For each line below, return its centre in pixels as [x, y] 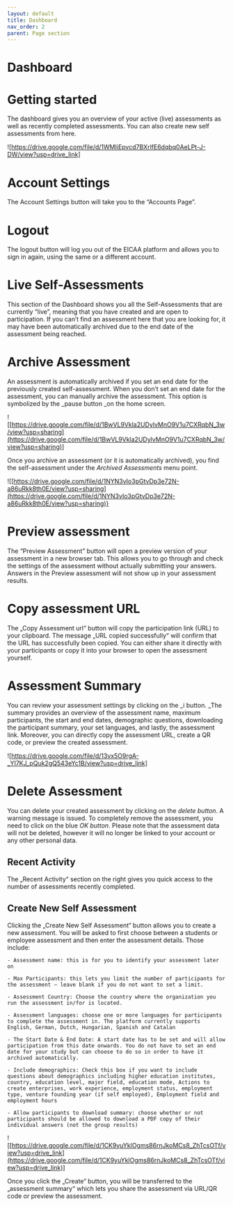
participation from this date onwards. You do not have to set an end [112, 1046]
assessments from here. [42, 134]
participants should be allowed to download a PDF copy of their [104, 1119]
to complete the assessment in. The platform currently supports [104, 1021]
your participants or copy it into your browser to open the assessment [107, 650]
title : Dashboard [32, 20]
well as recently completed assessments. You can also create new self [109, 126]
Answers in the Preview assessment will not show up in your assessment [112, 573]
